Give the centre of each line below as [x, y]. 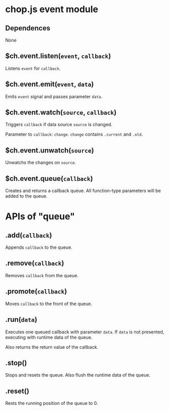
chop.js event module [52, 9]
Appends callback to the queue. [39, 247]
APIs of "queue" [40, 217]
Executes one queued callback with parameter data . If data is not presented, [85, 332]
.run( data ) [21, 320]
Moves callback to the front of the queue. [49, 304]
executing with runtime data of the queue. [49, 337]
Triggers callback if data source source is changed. [59, 125]
